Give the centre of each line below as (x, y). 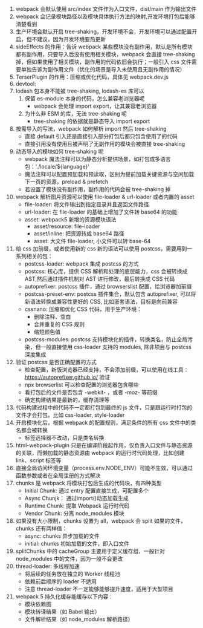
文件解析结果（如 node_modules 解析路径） (79, 619)
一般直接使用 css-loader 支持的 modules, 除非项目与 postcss (116, 347)
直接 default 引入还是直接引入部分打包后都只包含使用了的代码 (101, 136)
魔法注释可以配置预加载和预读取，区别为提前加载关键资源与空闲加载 (109, 174)
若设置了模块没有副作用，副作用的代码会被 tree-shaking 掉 (98, 189)
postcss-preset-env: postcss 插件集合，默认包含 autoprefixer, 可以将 (110, 294)
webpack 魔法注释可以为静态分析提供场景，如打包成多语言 (98, 159)
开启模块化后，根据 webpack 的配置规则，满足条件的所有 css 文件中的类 (106, 423)
